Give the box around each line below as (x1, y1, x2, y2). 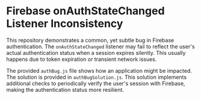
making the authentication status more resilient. (6, 86, 125, 93)
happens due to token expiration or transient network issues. (6, 55, 157, 63)
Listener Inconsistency (6, 17, 123, 30)
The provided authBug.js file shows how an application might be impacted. (6, 67, 193, 74)
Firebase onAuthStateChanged (6, 4, 165, 18)
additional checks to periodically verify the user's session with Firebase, (6, 79, 185, 87)
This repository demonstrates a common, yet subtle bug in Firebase (6, 36, 175, 44)
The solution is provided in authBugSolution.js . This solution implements (6, 73, 187, 81)
